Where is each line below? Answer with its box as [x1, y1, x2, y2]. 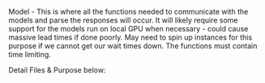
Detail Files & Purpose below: [8, 65, 106, 75]
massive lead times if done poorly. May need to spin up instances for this [8, 32, 253, 42]
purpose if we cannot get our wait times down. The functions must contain [8, 41, 258, 51]
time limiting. [8, 50, 51, 59]
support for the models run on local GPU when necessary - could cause [8, 24, 249, 33]
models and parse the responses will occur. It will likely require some [8, 15, 238, 25]
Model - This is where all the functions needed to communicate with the [8, 7, 249, 16]
